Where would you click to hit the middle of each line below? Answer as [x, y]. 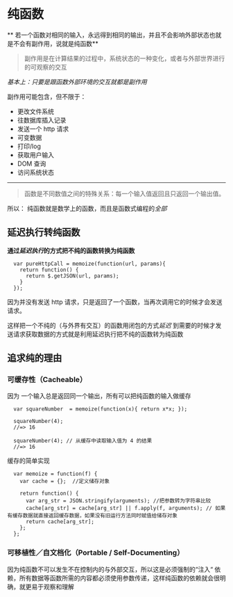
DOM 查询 [32, 164]
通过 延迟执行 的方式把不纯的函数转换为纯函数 [71, 250]
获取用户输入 [35, 154]
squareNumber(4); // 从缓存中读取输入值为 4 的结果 [83, 441]
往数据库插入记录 [42, 120]
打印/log [29, 146]
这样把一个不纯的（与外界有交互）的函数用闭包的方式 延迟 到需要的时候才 [111, 325]
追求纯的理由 [35, 358]
